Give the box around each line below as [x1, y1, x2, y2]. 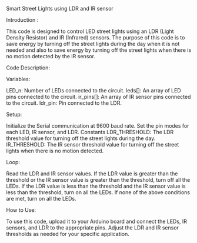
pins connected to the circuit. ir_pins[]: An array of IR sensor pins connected [6, 94, 191, 100]
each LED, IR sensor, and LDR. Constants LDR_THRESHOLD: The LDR [6, 129, 174, 135]
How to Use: [6, 207, 36, 214]
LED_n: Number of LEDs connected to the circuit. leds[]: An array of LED [6, 87, 181, 94]
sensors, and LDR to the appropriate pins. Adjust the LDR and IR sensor [6, 224, 179, 231]
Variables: [6, 76, 31, 82]
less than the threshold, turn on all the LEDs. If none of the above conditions [6, 189, 190, 196]
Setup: [6, 111, 22, 118]
